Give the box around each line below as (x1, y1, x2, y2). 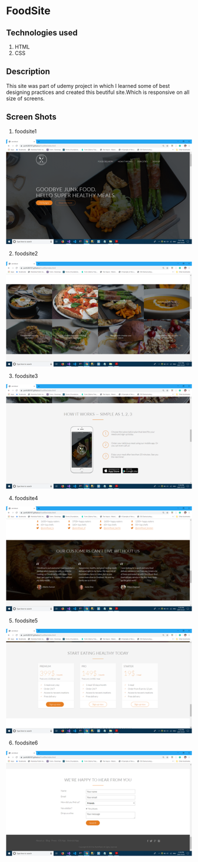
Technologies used (6, 28, 78, 38)
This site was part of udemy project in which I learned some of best (6, 82, 170, 89)
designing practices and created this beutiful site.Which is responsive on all (6, 89, 190, 96)
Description (6, 67, 50, 77)
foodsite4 (14, 495, 38, 502)
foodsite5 (14, 617, 38, 624)
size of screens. (6, 94, 45, 102)
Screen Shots (6, 112, 57, 122)
